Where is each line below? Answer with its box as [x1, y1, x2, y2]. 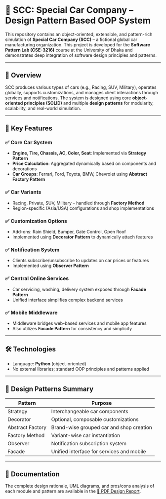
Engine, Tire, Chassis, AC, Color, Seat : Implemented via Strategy [12, 150, 147, 156]
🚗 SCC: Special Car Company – [5, 4, 134, 16]
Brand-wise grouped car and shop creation [51, 424, 152, 431]
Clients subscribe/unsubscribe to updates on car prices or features [12, 258, 149, 264]
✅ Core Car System [5, 139, 53, 146]
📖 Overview [5, 71, 41, 79]
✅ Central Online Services [5, 275, 69, 282]
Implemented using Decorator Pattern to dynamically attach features [12, 234, 153, 240]
